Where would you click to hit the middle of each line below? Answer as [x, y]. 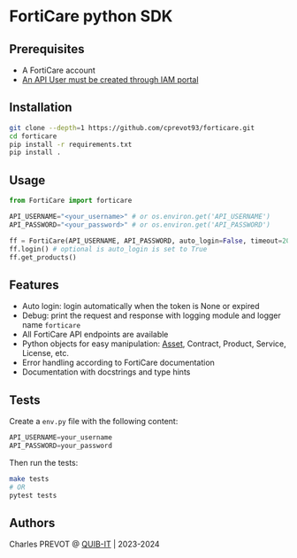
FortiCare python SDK [91, 16]
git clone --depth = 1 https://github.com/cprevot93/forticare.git [132, 128]
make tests [29, 479]
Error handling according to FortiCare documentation [118, 363]
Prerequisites [47, 49]
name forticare [51, 325]
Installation [41, 108]
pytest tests [33, 495]
